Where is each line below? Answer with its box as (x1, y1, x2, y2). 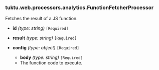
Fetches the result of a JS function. (5, 16, 78, 22)
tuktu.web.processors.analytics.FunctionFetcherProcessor (5, 4, 154, 11)
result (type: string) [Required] (12, 35, 77, 41)
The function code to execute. (20, 60, 83, 66)
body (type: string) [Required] (20, 54, 83, 60)
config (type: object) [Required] (12, 45, 79, 51)
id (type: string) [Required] (12, 25, 69, 31)
